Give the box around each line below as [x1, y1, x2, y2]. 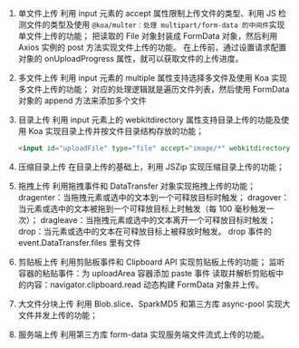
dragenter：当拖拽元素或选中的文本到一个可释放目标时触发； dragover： [17, 191, 290, 202]
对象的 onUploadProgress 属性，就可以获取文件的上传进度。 [17, 53, 244, 63]
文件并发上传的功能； [17, 309, 98, 320]
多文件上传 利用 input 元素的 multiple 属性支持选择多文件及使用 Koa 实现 [17, 72, 287, 83]
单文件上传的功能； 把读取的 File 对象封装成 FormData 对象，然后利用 [17, 31, 278, 41]
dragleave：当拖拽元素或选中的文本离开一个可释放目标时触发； [40, 214, 276, 225]
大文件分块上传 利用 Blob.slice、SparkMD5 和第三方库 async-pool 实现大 [17, 298, 291, 309]
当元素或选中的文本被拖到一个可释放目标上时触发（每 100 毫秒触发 [17, 203, 267, 214]
